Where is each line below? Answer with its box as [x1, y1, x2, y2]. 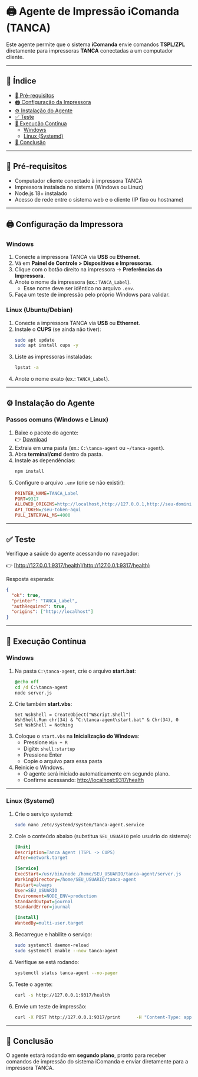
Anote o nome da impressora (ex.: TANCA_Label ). [14, 278, 131, 286]
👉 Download [14, 436, 48, 443]
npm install [14, 468, 44, 474]
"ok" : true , [11, 592, 41, 598]
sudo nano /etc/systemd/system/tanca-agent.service [14, 822, 144, 828]
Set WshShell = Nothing [14, 722, 74, 728]
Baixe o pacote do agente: [14, 429, 78, 436]
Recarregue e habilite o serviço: [14, 931, 93, 938]
